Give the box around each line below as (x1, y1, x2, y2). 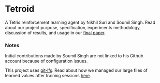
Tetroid (5, 3, 35, 15)
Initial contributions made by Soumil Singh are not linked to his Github (5, 53, 144, 59)
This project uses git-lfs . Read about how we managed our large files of (5, 67, 148, 73)
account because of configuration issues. (5, 58, 88, 64)
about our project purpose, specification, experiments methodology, (5, 24, 141, 30)
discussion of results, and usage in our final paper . (5, 30, 106, 35)
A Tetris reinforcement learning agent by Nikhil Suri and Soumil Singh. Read (5, 19, 156, 25)
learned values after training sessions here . (5, 73, 91, 79)
